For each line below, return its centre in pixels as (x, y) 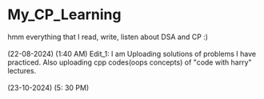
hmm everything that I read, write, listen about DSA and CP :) (108, 37)
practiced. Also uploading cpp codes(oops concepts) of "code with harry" (130, 62)
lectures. (22, 70)
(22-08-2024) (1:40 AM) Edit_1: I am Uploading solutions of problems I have (132, 53)
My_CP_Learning (64, 15)
